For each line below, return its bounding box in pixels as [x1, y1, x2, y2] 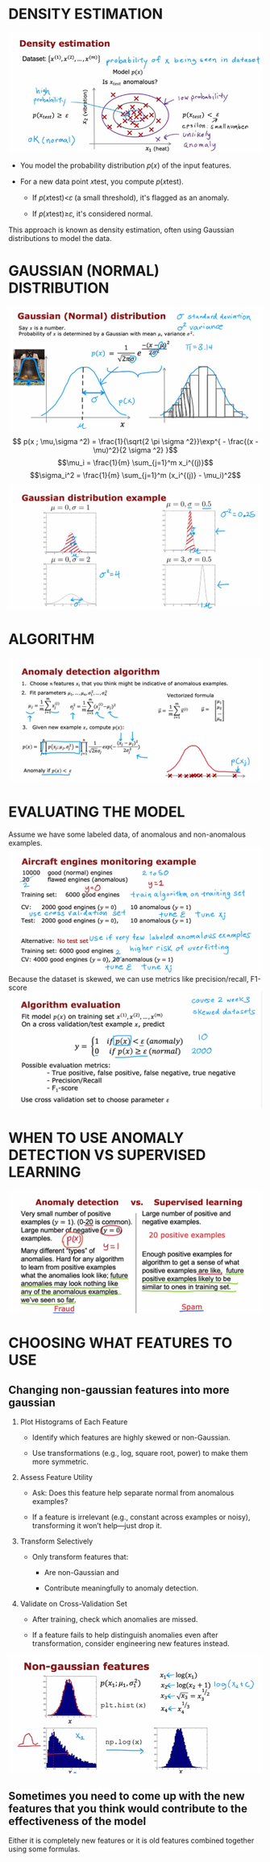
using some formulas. [8, 1844, 81, 1854]
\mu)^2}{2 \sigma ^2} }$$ [93, 445, 178, 455]
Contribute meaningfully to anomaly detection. [44, 1583, 199, 1593]
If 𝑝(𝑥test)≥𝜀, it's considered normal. [31, 209, 153, 218]
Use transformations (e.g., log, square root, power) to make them [31, 1448, 248, 1457]
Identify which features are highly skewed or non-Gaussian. [31, 1432, 231, 1442]
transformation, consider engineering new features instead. [31, 1638, 230, 1648]
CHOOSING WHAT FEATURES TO [8, 1334, 233, 1353]
